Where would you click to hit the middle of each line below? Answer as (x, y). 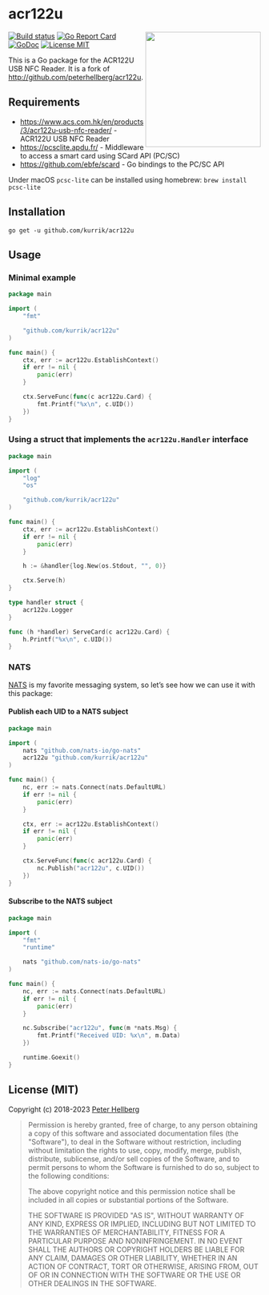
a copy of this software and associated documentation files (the (133, 1133)
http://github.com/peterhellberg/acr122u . (76, 77)
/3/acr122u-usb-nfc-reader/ (66, 130)
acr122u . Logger (48, 609)
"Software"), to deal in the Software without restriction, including (134, 1141)
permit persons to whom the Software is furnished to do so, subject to (144, 1167)
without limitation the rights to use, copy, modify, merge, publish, (135, 1150)
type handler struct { (46, 603)
